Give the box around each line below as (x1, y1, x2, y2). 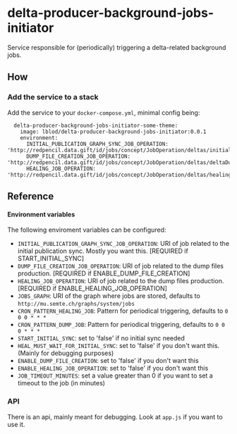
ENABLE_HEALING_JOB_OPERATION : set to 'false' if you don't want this (17, 364, 209, 373)
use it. (7, 420, 25, 428)
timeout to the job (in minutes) (17, 379, 106, 387)
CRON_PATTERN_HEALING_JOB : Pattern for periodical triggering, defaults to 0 (17, 306, 229, 315)
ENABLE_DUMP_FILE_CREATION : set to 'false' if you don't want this (17, 356, 199, 365)
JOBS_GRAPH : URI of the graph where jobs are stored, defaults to (17, 292, 201, 300)
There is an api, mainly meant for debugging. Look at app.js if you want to (7, 412, 224, 421)
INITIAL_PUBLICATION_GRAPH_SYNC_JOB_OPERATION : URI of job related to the (17, 240, 230, 248)
